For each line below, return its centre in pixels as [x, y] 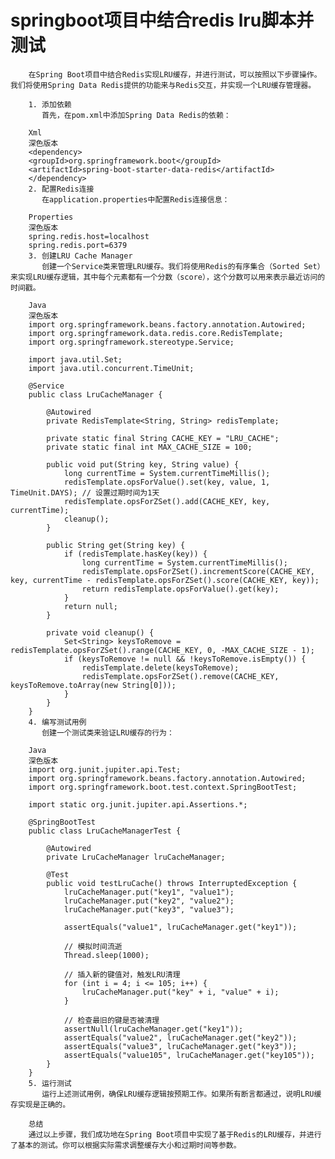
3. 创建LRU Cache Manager [80, 256]
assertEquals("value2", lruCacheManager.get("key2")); [180, 1037]
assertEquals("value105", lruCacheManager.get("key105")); [189, 1055]
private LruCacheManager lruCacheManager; [136, 857]
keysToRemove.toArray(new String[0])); [93, 685]
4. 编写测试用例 [57, 722]
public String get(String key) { [116, 545]
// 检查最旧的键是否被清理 [111, 1020]
